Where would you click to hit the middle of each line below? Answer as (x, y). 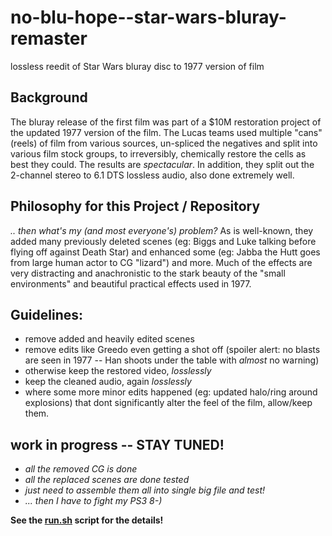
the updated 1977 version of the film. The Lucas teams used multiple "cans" (166, 132)
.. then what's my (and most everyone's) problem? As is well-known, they (162, 230)
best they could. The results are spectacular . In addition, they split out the (162, 164)
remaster (49, 38)
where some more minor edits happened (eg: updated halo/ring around (171, 392)
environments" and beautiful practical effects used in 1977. (131, 283)
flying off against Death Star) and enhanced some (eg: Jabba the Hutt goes (165, 252)
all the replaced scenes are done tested (107, 480)
